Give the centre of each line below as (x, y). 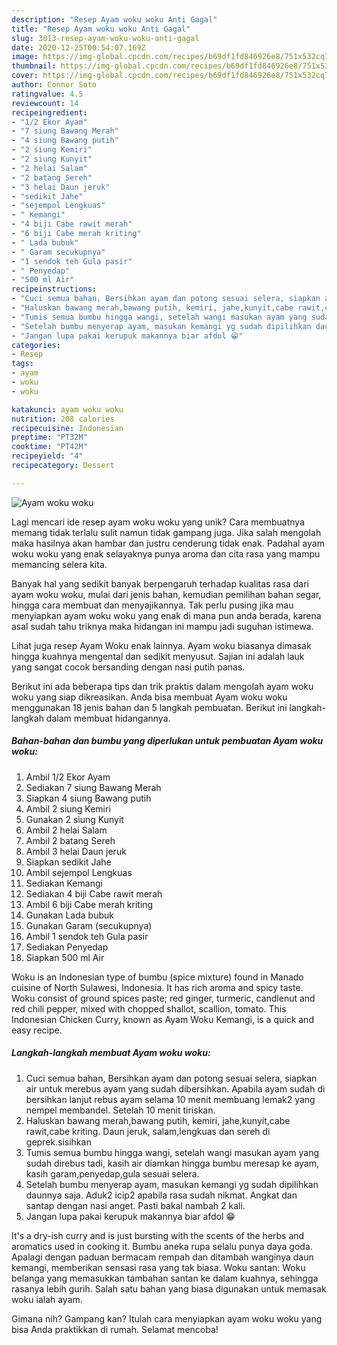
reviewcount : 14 (45, 103)
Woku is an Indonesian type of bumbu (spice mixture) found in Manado (157, 977)
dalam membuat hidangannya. (108, 718)
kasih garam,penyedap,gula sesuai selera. (112, 1173)
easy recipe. (37, 1030)
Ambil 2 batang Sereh (70, 840)
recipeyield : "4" (47, 456)
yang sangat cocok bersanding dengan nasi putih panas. (128, 667)
